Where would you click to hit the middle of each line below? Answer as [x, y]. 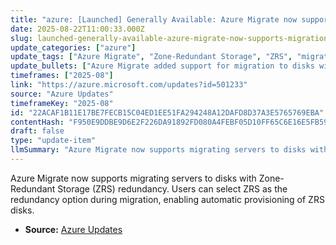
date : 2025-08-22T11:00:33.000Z [77, 29]
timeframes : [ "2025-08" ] [62, 76]
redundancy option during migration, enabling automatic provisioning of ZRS [167, 199]
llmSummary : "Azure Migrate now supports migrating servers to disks [158, 150]
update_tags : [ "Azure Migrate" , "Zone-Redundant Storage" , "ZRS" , [151, 57]
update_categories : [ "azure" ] [73, 47]
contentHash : [37, 122]
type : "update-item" [53, 141]
